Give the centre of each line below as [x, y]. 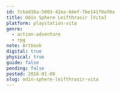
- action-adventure [36, 34]
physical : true [25, 57]
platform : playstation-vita [42, 23]
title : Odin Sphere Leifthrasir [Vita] [57, 18]
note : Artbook [24, 46]
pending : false [25, 68]
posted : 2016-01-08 [31, 74]
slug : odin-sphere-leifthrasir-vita [52, 79]
